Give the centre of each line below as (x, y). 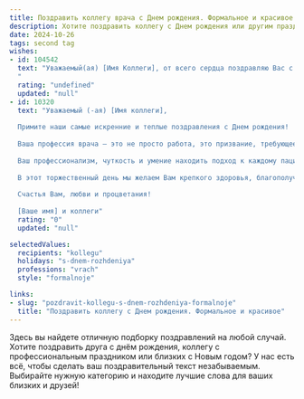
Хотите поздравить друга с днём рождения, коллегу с (114, 347)
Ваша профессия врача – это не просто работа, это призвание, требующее (157, 144)
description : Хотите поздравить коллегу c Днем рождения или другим (141, 26)
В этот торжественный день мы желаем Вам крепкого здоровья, (135, 177)
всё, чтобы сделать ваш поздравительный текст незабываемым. (135, 366)
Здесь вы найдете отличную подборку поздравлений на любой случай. (148, 337)
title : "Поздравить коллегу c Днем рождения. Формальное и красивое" (151, 311)
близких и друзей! (44, 385)
